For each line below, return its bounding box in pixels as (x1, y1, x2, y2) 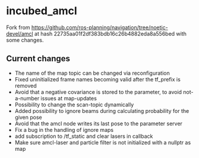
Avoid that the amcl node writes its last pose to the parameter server (14, 120, 183, 127)
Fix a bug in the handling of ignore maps (14, 126, 114, 133)
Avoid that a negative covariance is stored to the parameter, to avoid (14, 88, 182, 96)
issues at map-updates (40, 94, 97, 102)
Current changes (6, 53, 70, 64)
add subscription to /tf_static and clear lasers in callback (14, 132, 153, 140)
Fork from (6, 24, 31, 31)
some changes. (6, 36, 44, 43)
